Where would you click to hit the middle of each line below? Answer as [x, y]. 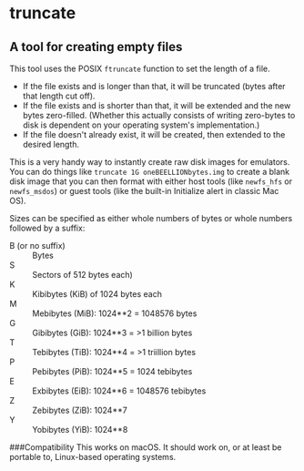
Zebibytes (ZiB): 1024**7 [80, 410]
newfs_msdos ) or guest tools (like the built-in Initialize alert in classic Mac [144, 191]
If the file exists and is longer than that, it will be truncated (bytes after [154, 86]
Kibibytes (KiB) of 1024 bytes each [97, 294]
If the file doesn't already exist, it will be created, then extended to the [154, 134]
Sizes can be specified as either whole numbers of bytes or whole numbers [151, 218]
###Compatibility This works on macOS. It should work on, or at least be [146, 447]
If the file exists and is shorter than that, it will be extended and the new [157, 106]
